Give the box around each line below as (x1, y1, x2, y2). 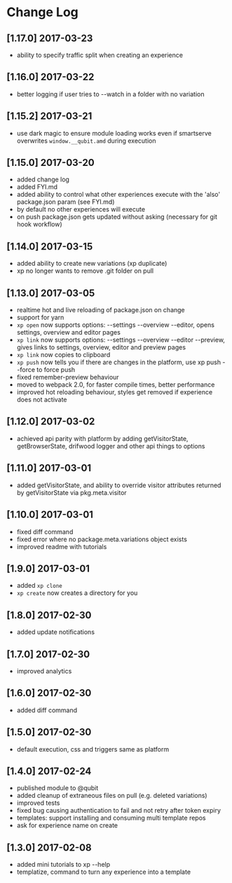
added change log (16, 175, 69, 183)
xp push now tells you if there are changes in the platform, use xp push (16, 358, 221, 366)
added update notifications (16, 628, 95, 636)
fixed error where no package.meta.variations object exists (16, 535, 187, 543)
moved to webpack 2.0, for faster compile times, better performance (16, 380, 215, 389)
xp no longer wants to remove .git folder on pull (16, 266, 154, 275)
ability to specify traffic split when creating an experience (16, 51, 184, 59)
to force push (36, 366, 76, 374)
